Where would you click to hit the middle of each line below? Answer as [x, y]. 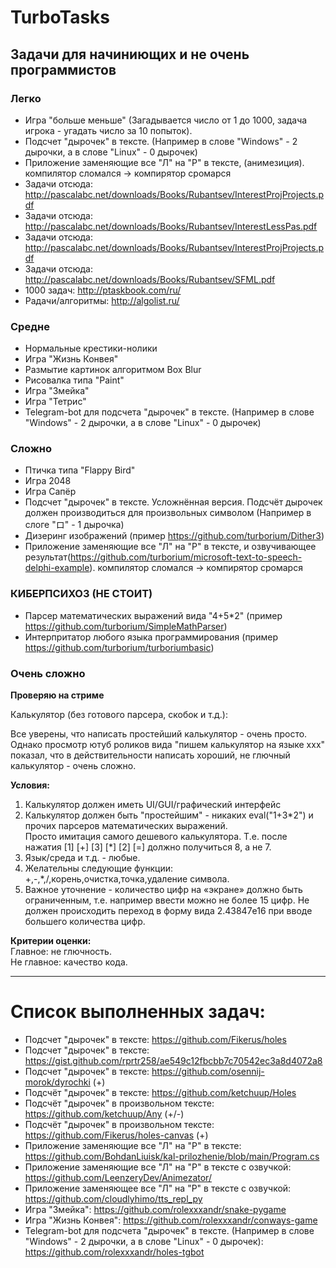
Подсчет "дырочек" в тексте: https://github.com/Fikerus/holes [155, 1039]
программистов [63, 69]
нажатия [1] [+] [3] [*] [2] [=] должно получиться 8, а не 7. [148, 847]
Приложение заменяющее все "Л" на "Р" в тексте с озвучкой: [158, 1188]
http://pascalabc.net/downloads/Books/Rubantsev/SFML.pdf [150, 279]
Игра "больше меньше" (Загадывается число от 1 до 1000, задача [166, 120]
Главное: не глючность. [61, 952]
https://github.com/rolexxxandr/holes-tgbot [114, 1252]
